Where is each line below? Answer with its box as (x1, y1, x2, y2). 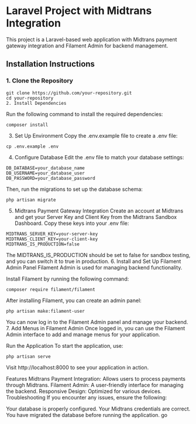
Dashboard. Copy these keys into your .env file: (14, 220, 129, 227)
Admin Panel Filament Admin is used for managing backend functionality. (6, 264, 183, 271)
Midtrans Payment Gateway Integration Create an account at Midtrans (14, 207, 184, 214)
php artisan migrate (6, 197, 57, 203)
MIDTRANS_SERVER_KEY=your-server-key (6, 231, 98, 237)
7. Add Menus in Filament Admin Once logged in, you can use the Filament (6, 324, 185, 331)
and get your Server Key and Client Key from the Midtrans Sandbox (14, 213, 177, 220)
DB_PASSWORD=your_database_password (6, 175, 95, 181)
